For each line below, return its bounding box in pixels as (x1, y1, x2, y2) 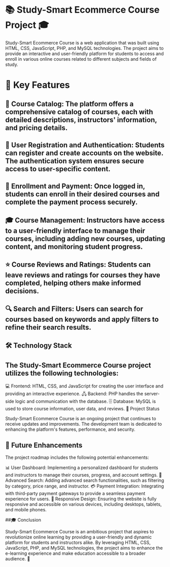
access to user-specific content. (5, 164, 111, 173)
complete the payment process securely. (5, 198, 138, 207)
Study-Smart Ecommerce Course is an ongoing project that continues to (5, 415, 156, 421)
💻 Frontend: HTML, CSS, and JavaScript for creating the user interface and (5, 383, 163, 389)
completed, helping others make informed (5, 279, 141, 288)
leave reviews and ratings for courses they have (5, 271, 160, 279)
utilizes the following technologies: (5, 369, 119, 378)
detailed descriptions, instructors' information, (5, 115, 157, 124)
